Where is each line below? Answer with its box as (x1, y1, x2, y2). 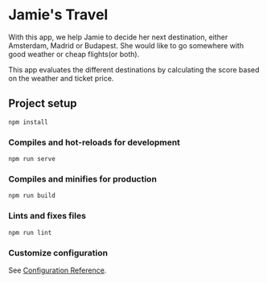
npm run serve (8, 155, 56, 163)
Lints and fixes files (8, 211, 87, 222)
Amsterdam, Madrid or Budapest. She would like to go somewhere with (8, 40, 244, 50)
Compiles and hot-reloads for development (8, 137, 181, 148)
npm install (8, 118, 48, 126)
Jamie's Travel (8, 6, 109, 24)
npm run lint (8, 228, 52, 236)
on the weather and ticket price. (8, 73, 114, 83)
